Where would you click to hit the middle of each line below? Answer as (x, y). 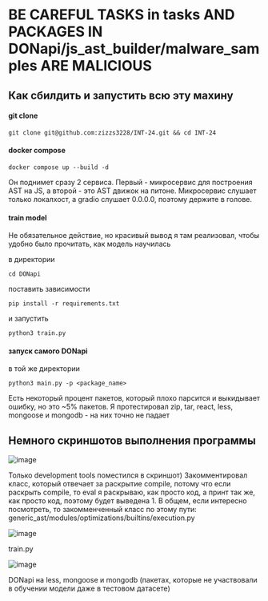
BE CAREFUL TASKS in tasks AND (122, 15)
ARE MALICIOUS (96, 66)
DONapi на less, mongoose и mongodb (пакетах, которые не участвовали (133, 580)
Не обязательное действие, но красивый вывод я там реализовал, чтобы (134, 236)
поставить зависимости (49, 289)
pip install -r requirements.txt (64, 304)
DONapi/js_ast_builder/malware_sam (134, 49)
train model (28, 217)
